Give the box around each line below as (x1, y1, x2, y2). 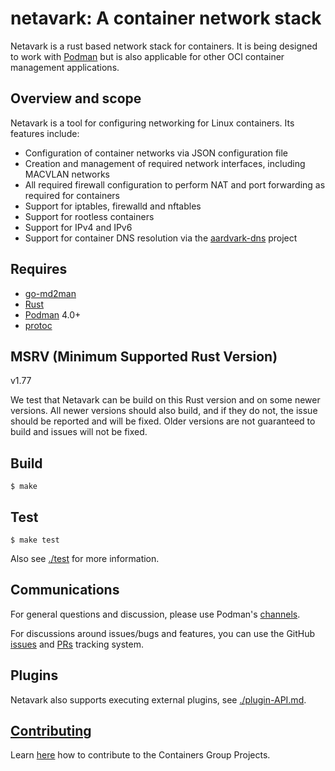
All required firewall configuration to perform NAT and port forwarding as (24, 178, 326, 191)
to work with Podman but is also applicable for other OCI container (10, 50, 285, 62)
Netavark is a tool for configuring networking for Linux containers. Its (10, 117, 295, 129)
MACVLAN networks (24, 168, 110, 180)
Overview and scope (10, 90, 142, 107)
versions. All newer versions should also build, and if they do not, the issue (10, 405, 318, 417)
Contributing (10, 723, 92, 740)
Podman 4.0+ (24, 308, 82, 321)
